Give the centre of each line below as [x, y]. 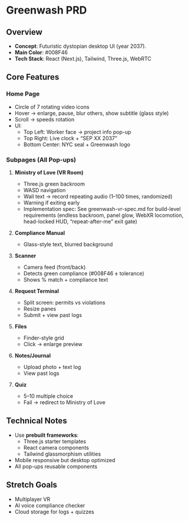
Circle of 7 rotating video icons [52, 107]
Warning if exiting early [52, 202]
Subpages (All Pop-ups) [41, 160]
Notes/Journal [33, 355]
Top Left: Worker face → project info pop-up [77, 132]
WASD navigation [44, 190]
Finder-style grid [44, 338]
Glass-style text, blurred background [68, 244]
